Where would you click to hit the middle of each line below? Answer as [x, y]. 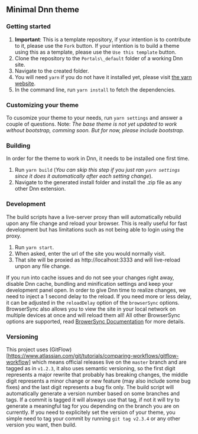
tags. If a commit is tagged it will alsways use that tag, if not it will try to [93, 399]
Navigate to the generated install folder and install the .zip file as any [98, 182]
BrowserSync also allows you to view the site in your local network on [91, 309]
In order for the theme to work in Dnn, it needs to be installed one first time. [98, 158]
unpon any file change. [43, 266]
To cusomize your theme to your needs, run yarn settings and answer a [94, 118]
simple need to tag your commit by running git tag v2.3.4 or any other [93, 418]
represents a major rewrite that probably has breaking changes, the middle [97, 374]
